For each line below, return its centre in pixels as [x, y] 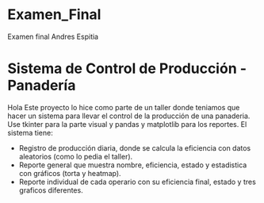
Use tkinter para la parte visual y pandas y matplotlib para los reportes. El [127, 124]
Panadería [42, 86]
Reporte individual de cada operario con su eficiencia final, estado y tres [138, 182]
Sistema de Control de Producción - [127, 69]
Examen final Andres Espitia [53, 36]
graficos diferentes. [51, 190]
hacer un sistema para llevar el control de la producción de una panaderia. [129, 116]
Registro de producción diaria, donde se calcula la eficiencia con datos [135, 147]
